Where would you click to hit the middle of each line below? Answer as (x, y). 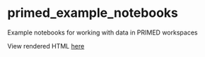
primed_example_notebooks (93, 13)
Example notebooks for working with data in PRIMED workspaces (102, 32)
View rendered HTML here (46, 46)
